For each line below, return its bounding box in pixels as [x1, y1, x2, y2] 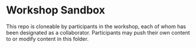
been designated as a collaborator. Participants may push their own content [6, 29, 190, 36]
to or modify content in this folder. [6, 35, 89, 42]
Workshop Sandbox [6, 4, 105, 17]
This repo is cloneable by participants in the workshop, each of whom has [6, 23, 186, 30]
